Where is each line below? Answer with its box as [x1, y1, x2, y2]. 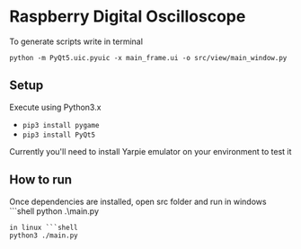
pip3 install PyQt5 [22, 130, 96, 139]
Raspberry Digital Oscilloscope [9, 6, 246, 27]
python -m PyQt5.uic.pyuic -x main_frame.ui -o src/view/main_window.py [9, 53, 288, 62]
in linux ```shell [9, 223, 78, 232]
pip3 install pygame [22, 120, 100, 129]
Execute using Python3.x [9, 102, 102, 112]
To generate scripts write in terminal [9, 36, 144, 47]
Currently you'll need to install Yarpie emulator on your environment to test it [9, 146, 292, 156]
